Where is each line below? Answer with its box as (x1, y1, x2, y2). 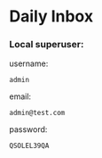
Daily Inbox (9, 6, 94, 27)
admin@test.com (9, 109, 66, 118)
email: (9, 91, 32, 102)
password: (9, 124, 48, 135)
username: (9, 58, 49, 69)
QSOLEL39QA (9, 141, 50, 151)
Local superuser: (9, 38, 84, 51)
